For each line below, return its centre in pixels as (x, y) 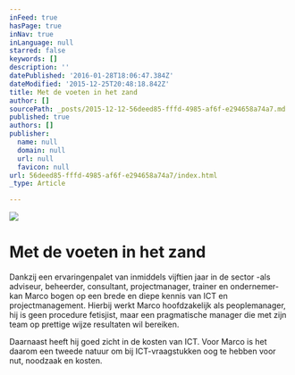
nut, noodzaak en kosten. (56, 361)
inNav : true (31, 34)
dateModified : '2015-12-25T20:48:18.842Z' (89, 84)
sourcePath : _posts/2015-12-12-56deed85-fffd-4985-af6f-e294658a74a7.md (147, 109)
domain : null (42, 150)
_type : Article (38, 184)
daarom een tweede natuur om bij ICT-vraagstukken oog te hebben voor (143, 351)
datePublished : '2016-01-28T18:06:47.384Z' (92, 76)
